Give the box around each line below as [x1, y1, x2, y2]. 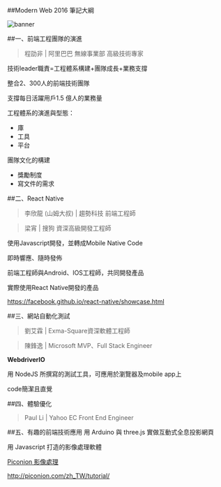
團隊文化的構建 [7, 156, 50, 164]
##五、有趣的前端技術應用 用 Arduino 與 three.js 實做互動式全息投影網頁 [7, 428, 215, 436]
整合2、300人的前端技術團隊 [7, 79, 90, 87]
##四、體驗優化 [7, 400, 52, 407]
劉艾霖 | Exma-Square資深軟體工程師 [24, 327, 130, 335]
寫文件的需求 [17, 180, 54, 187]
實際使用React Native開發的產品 [7, 284, 99, 291]
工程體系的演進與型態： [7, 109, 75, 117]
